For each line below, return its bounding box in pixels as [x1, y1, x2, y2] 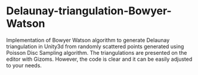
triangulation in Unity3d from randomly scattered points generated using [6, 43, 184, 50]
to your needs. [6, 61, 42, 69]
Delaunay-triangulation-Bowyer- [6, 4, 172, 18]
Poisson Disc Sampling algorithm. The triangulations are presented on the [6, 49, 187, 56]
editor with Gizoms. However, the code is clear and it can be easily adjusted [6, 55, 193, 62]
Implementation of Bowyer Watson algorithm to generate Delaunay [6, 36, 170, 43]
